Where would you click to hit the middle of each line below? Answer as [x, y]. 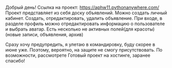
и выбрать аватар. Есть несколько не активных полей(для [69, 29]
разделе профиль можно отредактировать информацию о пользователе [85, 24]
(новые [13, 35]
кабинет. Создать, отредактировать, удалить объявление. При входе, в [84, 18]
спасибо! [15, 61]
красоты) [145, 29]
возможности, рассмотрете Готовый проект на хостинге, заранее [78, 55]
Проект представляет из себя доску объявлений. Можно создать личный [86, 13]
